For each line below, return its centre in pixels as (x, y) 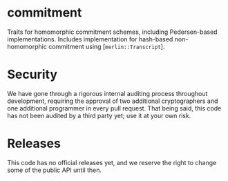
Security (32, 75)
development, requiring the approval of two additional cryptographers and (113, 101)
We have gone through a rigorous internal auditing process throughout (107, 93)
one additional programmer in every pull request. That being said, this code (114, 108)
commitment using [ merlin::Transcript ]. (106, 46)
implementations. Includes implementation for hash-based (90, 39)
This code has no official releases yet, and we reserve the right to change (112, 162)
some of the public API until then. (55, 170)
